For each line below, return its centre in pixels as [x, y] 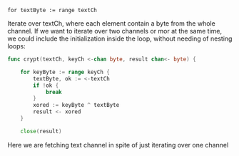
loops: [17, 46]
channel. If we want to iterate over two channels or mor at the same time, [115, 31]
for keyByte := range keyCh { [65, 72]
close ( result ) [41, 131]
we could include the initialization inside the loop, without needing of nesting [120, 38]
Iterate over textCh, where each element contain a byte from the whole [111, 24]
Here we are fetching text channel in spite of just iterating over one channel [118, 145]
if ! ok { [46, 85]
